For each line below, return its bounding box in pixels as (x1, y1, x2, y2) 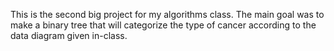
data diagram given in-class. (10, 30, 128, 41)
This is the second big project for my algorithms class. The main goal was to (10, 9, 325, 20)
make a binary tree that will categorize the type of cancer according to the (10, 19, 317, 31)
